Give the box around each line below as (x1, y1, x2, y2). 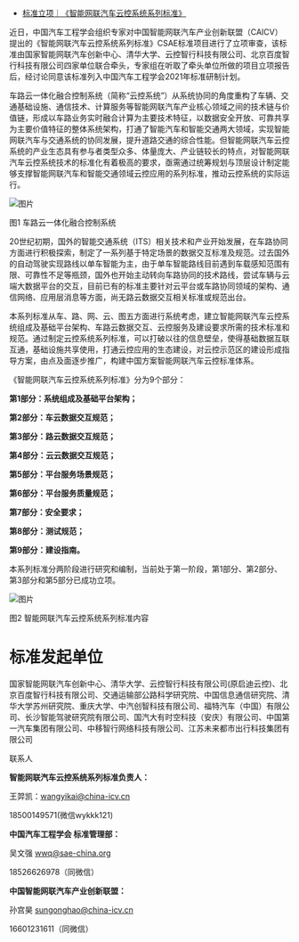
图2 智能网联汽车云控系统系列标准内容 (9, 613, 149, 623)
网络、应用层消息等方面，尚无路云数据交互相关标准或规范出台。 (16, 292, 251, 302)
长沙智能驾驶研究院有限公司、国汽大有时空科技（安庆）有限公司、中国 (24, 711, 282, 722)
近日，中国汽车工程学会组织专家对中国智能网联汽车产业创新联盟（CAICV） (9, 27, 283, 37)
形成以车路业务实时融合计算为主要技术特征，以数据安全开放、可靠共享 (32, 112, 290, 123)
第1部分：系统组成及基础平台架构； (9, 393, 138, 404)
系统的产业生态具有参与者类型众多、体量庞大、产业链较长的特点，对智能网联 (9, 146, 290, 156)
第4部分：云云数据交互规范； (9, 450, 117, 461)
